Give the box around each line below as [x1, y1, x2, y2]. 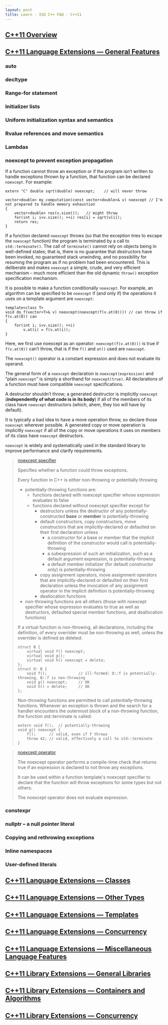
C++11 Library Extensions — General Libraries [5, 969, 151, 978]
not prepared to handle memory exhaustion [5, 202, 95, 207]
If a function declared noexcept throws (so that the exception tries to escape [5, 233, 162, 239]
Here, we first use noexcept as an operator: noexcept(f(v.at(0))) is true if [5, 341, 159, 347]
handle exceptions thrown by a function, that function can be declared [5, 174, 150, 180]
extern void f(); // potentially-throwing [17, 723, 110, 728]
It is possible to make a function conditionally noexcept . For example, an [5, 285, 153, 291]
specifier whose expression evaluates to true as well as [25, 604, 139, 610]
